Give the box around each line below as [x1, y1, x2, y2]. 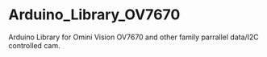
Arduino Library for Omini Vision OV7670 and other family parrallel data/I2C [8, 32, 260, 42]
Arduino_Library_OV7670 [8, 6, 181, 24]
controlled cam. [8, 40, 60, 50]
